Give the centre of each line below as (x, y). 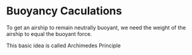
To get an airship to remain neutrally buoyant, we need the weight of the (96, 27)
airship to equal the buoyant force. (49, 33)
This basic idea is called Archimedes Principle (64, 45)
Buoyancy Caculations (64, 11)
